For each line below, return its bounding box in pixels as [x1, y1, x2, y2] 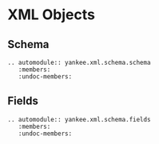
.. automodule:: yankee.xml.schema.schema [7, 58, 151, 66]
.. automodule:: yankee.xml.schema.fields [7, 115, 151, 123]
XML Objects [7, 6, 95, 24]
